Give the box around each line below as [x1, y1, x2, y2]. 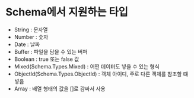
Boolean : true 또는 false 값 [14, 55, 79, 63]
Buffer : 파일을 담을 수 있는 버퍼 [14, 48, 88, 55]
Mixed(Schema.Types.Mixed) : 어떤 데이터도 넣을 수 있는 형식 [14, 63, 160, 70]
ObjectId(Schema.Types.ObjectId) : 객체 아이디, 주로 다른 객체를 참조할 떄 [14, 70, 188, 77]
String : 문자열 [14, 26, 48, 33]
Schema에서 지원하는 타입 [5, 5, 129, 19]
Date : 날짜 [14, 41, 40, 48]
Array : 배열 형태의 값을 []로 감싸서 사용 [14, 85, 106, 92]
